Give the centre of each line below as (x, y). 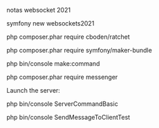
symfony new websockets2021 (50, 23)
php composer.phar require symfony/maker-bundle (79, 50)
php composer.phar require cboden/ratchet (68, 37)
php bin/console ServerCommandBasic (62, 104)
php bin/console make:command (53, 64)
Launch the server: (33, 90)
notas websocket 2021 (38, 10)
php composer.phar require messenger (62, 77)
